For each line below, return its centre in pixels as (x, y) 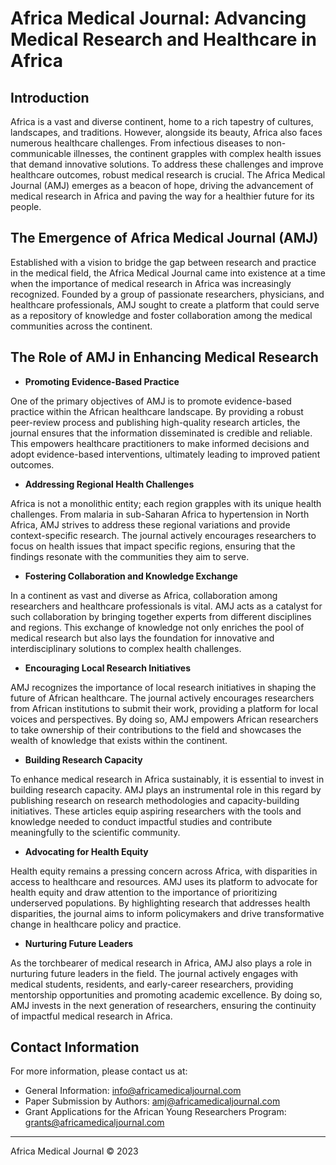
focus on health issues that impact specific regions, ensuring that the (153, 546)
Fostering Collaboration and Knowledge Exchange (131, 576)
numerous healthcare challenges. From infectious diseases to (137, 143)
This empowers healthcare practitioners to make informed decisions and (160, 443)
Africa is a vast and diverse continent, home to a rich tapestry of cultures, (162, 121)
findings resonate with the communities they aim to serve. (130, 556)
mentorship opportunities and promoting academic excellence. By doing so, (166, 994)
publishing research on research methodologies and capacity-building (155, 800)
